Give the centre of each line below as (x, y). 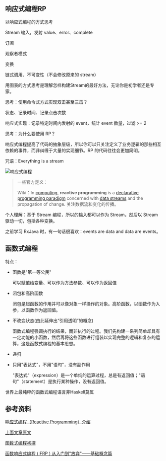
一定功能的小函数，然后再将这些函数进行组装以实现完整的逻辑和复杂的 (84, 337)
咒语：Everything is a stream (34, 161)
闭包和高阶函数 (28, 293)
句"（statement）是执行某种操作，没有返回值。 (60, 381)
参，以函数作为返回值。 (36, 310)
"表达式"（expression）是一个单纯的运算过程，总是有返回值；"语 (79, 375)
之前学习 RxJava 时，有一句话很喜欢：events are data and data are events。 (83, 231)
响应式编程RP (26, 9)
